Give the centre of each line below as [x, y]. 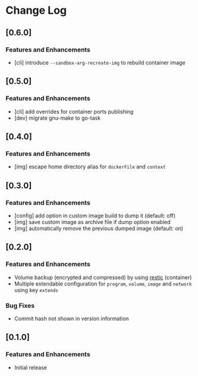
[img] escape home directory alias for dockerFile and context [90, 167]
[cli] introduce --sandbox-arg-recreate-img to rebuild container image [100, 62]
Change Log [36, 10]
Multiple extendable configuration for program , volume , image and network [103, 283]
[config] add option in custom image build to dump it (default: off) [95, 216]
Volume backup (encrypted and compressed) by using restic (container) [103, 277]
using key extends [36, 290]
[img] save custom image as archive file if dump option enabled [92, 222]
